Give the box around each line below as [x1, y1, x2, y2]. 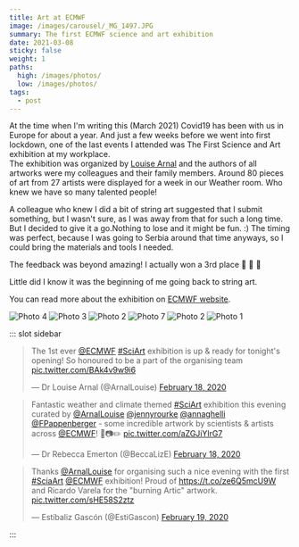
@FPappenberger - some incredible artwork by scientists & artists [30, 419, 274, 429]
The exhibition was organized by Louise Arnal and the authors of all [9, 158, 257, 170]
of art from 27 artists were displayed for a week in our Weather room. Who [9, 178, 283, 188]
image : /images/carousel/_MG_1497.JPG [9, 21, 154, 30]
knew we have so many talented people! [9, 186, 158, 197]
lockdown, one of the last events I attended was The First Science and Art [9, 139, 281, 150]
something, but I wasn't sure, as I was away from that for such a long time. [9, 213, 284, 224]
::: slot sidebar [9, 328, 62, 339]
